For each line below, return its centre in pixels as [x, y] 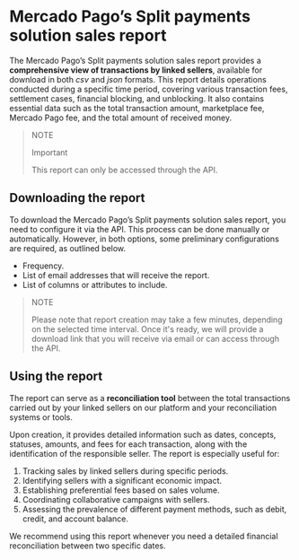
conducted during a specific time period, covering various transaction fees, [149, 89]
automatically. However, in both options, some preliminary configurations [145, 239]
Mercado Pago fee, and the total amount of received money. [121, 118]
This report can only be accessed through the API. [124, 170]
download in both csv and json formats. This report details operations [138, 79]
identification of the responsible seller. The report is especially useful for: [145, 453]
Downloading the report [77, 198]
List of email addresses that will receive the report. [116, 275]
